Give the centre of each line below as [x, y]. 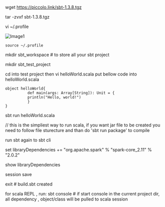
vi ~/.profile [17, 26]
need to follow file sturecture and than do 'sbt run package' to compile [78, 130]
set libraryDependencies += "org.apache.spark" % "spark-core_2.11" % [79, 150]
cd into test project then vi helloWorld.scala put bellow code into [71, 74]
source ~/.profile [24, 45]
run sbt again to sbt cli [28, 140]
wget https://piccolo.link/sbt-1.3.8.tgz [44, 7]
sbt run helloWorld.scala [30, 115]
